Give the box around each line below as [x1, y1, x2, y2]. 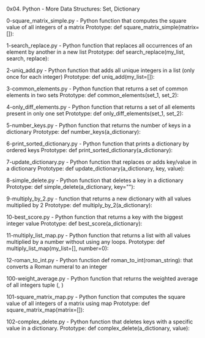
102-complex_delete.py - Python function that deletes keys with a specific [6, 318, 193, 325]
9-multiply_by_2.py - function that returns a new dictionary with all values [6, 195, 192, 202]
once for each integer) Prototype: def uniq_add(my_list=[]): [6, 73, 155, 80]
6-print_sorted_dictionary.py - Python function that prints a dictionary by [6, 140, 190, 147]
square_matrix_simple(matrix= [123, 24, 199, 31]
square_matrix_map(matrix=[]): [6, 306, 84, 314]
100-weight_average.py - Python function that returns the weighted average [6, 275, 198, 282]
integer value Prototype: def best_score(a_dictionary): [6, 220, 143, 227]
